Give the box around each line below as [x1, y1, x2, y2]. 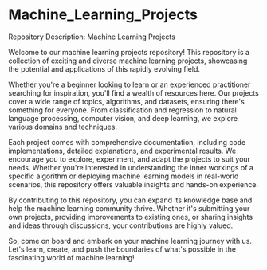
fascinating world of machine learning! [8, 252, 135, 262]
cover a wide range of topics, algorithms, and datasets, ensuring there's [8, 96, 245, 106]
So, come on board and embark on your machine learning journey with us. [8, 236, 253, 245]
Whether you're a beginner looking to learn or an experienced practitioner [8, 80, 251, 89]
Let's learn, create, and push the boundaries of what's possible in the [8, 245, 237, 254]
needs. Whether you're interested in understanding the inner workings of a [8, 162, 253, 172]
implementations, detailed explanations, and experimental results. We [8, 146, 237, 155]
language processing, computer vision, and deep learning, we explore [8, 113, 238, 123]
